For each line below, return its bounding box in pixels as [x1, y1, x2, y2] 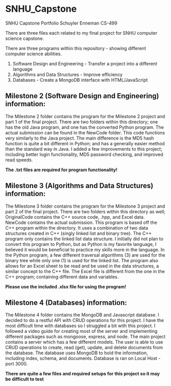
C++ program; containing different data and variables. [5, 274, 119, 280]
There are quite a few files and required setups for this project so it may [5, 371, 160, 377]
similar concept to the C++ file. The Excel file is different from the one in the [5, 268, 165, 274]
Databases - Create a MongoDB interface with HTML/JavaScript [12, 77, 148, 83]
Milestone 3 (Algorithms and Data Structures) [5, 181, 154, 190]
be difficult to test [5, 376, 44, 382]
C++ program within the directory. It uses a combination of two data [5, 224, 149, 231]
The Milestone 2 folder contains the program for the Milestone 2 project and [5, 113, 165, 119]
